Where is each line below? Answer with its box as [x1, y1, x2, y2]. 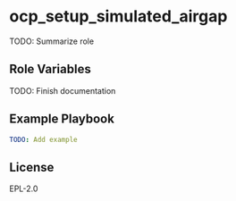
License [9, 159, 55, 175]
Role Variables [9, 62, 91, 77]
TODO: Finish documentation [9, 85, 116, 96]
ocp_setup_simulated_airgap [9, 6, 228, 27]
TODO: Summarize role [9, 36, 95, 46]
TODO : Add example [9, 135, 78, 144]
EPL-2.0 [9, 183, 38, 194]
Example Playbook [9, 112, 114, 127]
